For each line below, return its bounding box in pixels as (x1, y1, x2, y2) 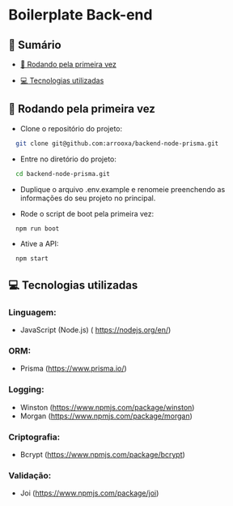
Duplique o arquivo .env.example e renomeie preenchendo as (19, 184, 226, 194)
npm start (15, 255, 49, 263)
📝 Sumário (8, 38, 62, 52)
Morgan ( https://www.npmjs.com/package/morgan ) (19, 411, 193, 421)
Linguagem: (8, 307, 57, 318)
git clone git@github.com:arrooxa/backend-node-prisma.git (15, 139, 219, 148)
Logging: (8, 384, 44, 395)
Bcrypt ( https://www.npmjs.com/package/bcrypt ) (19, 449, 186, 459)
